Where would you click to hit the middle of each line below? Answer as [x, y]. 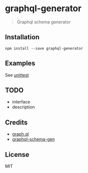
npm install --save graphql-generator [44, 48]
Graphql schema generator [44, 22]
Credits [16, 122]
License [17, 154]
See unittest [17, 75]
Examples [20, 63]
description [23, 107]
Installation [22, 37]
